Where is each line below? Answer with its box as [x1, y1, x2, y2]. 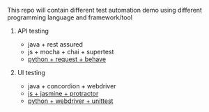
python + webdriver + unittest [27, 97, 114, 105]
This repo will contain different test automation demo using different [7, 6, 202, 14]
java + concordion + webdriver [27, 82, 116, 90]
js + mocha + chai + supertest [27, 48, 114, 56]
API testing [17, 27, 49, 35]
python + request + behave [27, 55, 107, 63]
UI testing [17, 69, 45, 77]
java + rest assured [27, 40, 84, 48]
